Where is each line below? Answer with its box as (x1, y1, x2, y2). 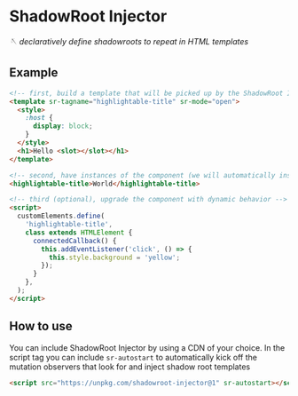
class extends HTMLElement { (25, 228, 133, 237)
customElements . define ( (17, 211, 105, 221)
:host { (25, 114, 53, 123)
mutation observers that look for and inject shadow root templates (9, 361, 251, 372)
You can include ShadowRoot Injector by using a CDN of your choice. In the (9, 342, 286, 352)
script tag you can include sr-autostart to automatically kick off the (9, 352, 257, 362)
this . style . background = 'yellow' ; (48, 253, 180, 262)
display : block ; (32, 122, 93, 131)
